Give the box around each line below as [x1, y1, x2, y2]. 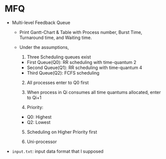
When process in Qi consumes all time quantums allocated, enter [26, 89, 161, 95]
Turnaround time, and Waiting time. [19, 34, 92, 40]
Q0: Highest [26, 113, 52, 120]
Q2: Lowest [26, 119, 50, 125]
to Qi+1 [26, 94, 42, 100]
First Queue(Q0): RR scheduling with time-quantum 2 [26, 59, 136, 65]
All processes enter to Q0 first [26, 79, 89, 85]
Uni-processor [26, 138, 57, 144]
